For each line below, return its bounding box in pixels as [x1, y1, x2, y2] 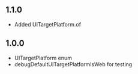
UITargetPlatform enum [14, 54, 73, 61]
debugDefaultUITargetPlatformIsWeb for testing [14, 60, 133, 68]
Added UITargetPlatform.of [14, 20, 82, 28]
